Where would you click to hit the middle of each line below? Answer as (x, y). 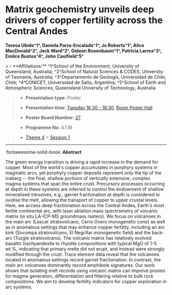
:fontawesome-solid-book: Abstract (44, 152)
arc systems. (19, 287)
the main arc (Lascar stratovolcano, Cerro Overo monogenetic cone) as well (85, 221)
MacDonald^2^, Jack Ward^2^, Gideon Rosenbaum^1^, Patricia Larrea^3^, (84, 51)
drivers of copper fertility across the (84, 20)
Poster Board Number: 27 (53, 117)
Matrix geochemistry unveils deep (80, 9)
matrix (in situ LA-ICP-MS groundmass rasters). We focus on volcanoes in (83, 216)
